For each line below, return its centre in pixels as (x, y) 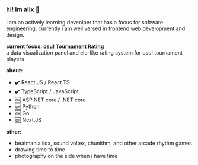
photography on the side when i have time (66, 156)
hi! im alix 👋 (23, 9)
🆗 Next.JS (28, 120)
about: (15, 71)
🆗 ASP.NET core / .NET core (50, 100)
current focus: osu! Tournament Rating (55, 46)
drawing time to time (40, 150)
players (15, 59)
